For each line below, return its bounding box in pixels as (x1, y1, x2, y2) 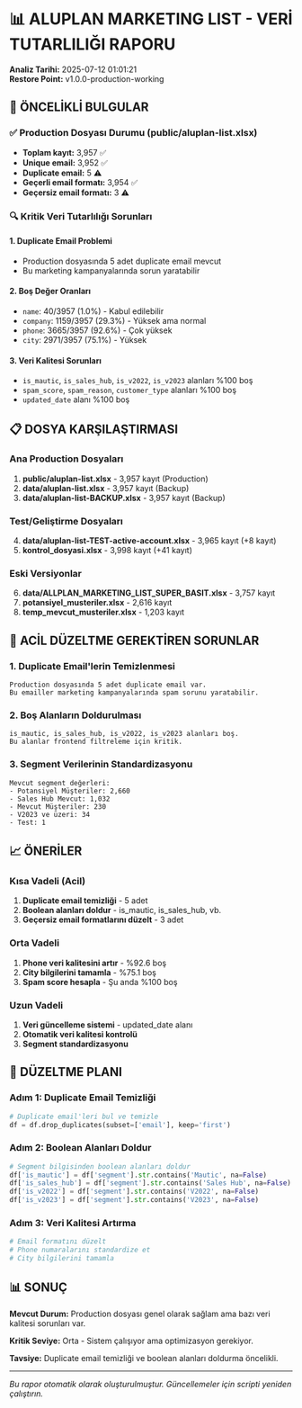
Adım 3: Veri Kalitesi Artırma (9, 1217, 137, 1230)
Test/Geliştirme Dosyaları (9, 515, 123, 527)
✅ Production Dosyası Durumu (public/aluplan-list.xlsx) (9, 127, 258, 139)
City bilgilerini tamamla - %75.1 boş (22, 966, 157, 978)
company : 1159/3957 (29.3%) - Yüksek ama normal (22, 315, 207, 326)
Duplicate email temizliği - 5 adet (22, 895, 148, 906)
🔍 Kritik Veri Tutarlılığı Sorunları (9, 210, 153, 222)
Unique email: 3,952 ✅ (22, 157, 108, 168)
